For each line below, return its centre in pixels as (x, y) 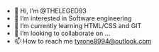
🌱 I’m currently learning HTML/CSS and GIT (78, 26)
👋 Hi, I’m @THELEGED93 (50, 11)
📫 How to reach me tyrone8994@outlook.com (83, 41)
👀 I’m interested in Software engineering (73, 18)
